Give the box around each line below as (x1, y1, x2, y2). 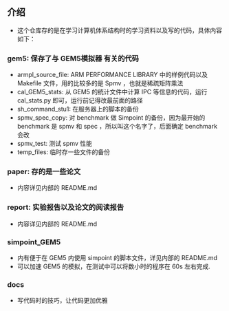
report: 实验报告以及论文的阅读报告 (7, 202, 124, 212)
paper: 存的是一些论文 (7, 167, 81, 177)
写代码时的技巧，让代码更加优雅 (17, 297, 108, 305)
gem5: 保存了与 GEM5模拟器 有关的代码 (7, 54, 140, 63)
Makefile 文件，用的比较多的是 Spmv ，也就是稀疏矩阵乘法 (17, 79, 184, 87)
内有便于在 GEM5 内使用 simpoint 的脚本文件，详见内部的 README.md (17, 254, 218, 261)
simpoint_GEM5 (7, 237, 61, 246)
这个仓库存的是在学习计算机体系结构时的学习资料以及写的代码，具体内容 (17, 26, 222, 34)
